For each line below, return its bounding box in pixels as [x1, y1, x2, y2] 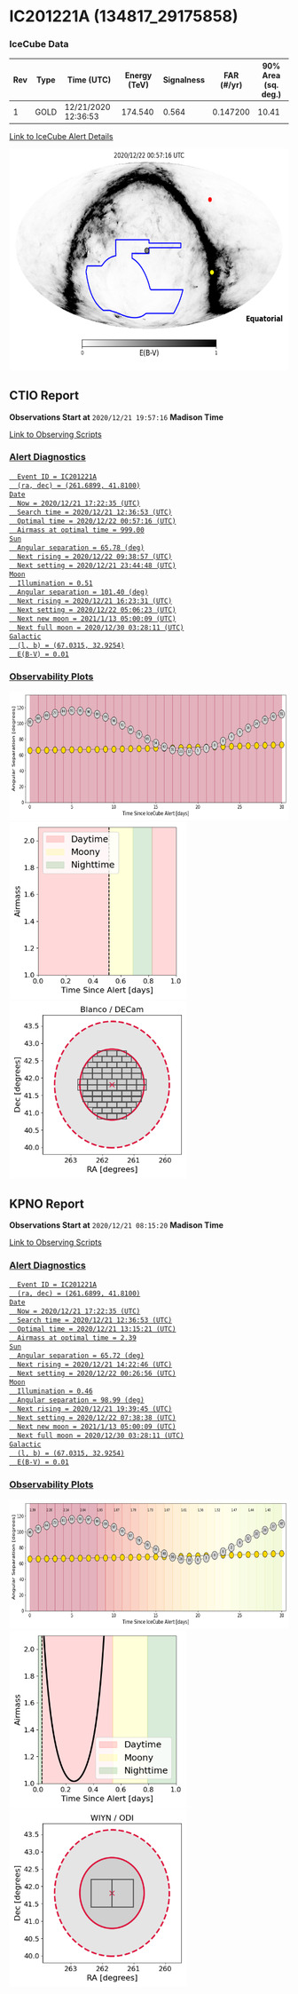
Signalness [162, 75, 206, 85]
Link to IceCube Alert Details [9, 131, 114, 141]
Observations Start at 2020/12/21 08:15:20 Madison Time [9, 1219, 224, 1230]
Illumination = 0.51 [17, 579, 93, 588]
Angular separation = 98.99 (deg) [17, 1396, 145, 1405]
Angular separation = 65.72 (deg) [17, 1351, 145, 1360]
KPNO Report [9, 1196, 84, 1211]
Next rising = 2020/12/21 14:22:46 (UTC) [17, 1360, 173, 1369]
